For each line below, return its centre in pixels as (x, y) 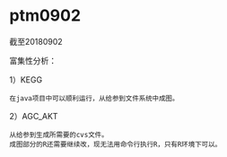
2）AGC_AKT (34, 116)
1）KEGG (26, 79)
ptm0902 (45, 16)
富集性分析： (33, 60)
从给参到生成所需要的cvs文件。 (59, 135)
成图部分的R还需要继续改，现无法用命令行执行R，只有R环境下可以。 (116, 144)
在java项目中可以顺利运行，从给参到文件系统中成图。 (94, 98)
